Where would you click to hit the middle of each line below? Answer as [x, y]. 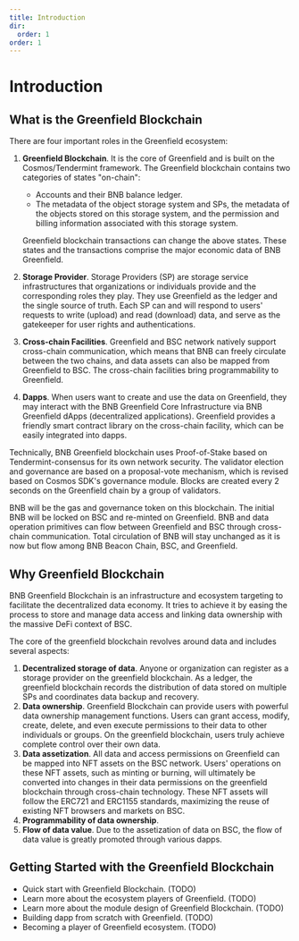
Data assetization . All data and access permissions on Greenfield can [151, 754]
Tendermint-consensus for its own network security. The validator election [146, 462]
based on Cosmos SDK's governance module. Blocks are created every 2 [144, 481]
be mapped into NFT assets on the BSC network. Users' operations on [151, 763]
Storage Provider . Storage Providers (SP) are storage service [135, 277]
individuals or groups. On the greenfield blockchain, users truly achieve [154, 735]
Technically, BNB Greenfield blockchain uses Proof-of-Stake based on [138, 453]
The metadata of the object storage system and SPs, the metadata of [162, 204]
